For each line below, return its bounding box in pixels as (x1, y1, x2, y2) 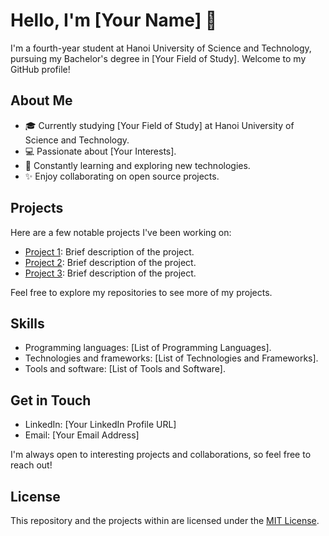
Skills (10, 315, 45, 332)
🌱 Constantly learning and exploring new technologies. (24, 159, 251, 171)
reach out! (10, 459, 53, 471)
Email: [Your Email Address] (24, 429, 140, 441)
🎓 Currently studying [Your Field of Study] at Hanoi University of (24, 119, 295, 131)
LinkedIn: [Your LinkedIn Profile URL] (24, 419, 177, 431)
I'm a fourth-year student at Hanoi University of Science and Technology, (10, 42, 312, 54)
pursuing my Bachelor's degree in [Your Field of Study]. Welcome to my (10, 52, 307, 64)
